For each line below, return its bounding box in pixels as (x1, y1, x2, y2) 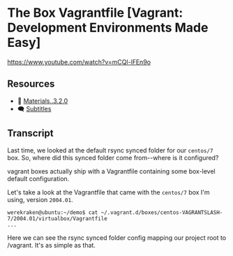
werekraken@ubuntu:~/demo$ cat (7, 208, 98, 216)
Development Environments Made (7, 20, 209, 36)
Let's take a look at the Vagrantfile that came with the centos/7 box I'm (7, 187, 211, 197)
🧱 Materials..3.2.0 (17, 97, 68, 105)
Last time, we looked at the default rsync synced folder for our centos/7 (7, 145, 213, 155)
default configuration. (7, 174, 70, 183)
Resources (7, 78, 55, 90)
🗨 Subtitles (17, 104, 52, 113)
